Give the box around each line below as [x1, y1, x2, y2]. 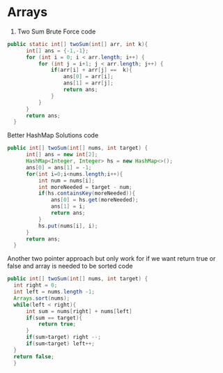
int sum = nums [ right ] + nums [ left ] [25, 307, 132, 314]
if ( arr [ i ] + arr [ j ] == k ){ [51, 67, 132, 74]
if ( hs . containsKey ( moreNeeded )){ [38, 190, 136, 197]
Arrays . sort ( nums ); [13, 294, 70, 302]
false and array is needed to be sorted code [7, 262, 133, 271]
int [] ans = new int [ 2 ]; [25, 151, 98, 158]
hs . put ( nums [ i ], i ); [38, 222, 98, 229]
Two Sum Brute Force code [17, 27, 96, 36]
